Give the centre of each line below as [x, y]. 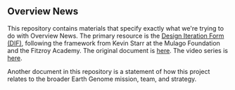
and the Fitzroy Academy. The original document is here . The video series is [118, 50]
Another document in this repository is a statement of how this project [109, 71]
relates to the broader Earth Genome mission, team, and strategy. [102, 79]
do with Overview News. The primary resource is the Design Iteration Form [116, 36]
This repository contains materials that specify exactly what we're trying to [115, 28]
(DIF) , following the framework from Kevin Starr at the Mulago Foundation [114, 43]
